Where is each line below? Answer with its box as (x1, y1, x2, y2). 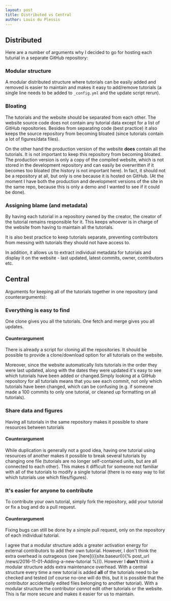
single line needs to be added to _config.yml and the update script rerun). (5, 90, 160, 96)
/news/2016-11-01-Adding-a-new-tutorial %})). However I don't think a (5, 559, 154, 565)
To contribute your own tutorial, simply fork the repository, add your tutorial (5, 499, 163, 505)
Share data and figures (5, 407, 63, 414)
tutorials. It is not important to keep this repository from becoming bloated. (5, 151, 162, 157)
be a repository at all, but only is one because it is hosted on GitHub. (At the (5, 173, 164, 179)
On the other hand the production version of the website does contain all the (5, 146, 166, 152)
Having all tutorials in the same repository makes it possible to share (5, 419, 149, 425)
